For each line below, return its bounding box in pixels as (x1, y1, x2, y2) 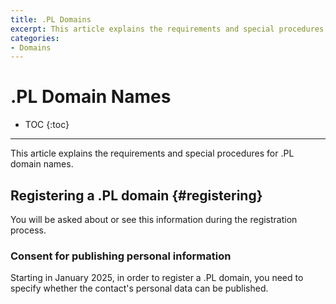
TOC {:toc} (24, 119, 70, 131)
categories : (10, 33, 60, 43)
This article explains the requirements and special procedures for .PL (10, 147, 295, 160)
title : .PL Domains (10, 14, 92, 25)
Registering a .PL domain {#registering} (10, 187, 263, 204)
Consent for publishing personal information (10, 249, 232, 263)
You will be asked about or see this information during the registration (10, 214, 298, 225)
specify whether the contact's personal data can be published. (10, 282, 269, 295)
